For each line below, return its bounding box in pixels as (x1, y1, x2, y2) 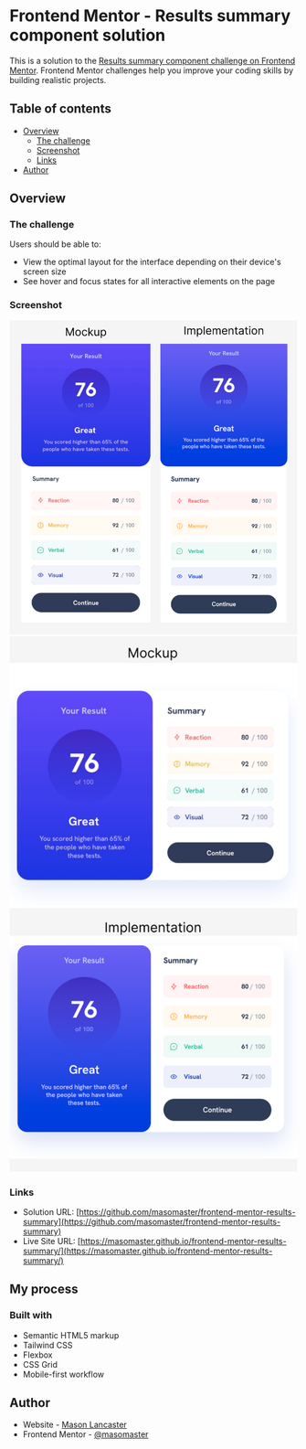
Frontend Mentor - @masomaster (22, 1429, 149, 1440)
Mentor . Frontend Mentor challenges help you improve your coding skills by (9, 65, 294, 76)
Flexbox (22, 1349, 53, 1360)
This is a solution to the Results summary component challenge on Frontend (9, 55, 296, 66)
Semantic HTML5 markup (22, 1329, 120, 1340)
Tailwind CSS (22, 1339, 73, 1350)
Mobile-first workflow (22, 1369, 105, 1380)
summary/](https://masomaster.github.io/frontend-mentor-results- (22, 1245, 273, 1256)
